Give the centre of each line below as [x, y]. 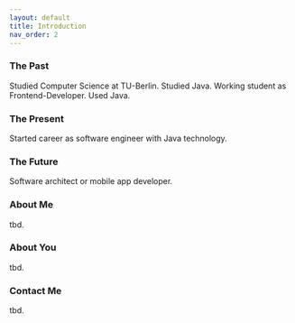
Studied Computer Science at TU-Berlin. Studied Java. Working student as [148, 86]
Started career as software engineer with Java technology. [118, 138]
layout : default [40, 18]
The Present [37, 118]
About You [33, 247]
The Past [29, 66]
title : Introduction [48, 26]
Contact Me [36, 291]
